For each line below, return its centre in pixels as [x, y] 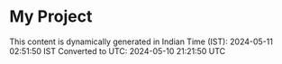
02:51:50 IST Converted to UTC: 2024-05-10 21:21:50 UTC [118, 50]
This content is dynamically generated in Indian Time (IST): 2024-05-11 [141, 41]
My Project [51, 17]
